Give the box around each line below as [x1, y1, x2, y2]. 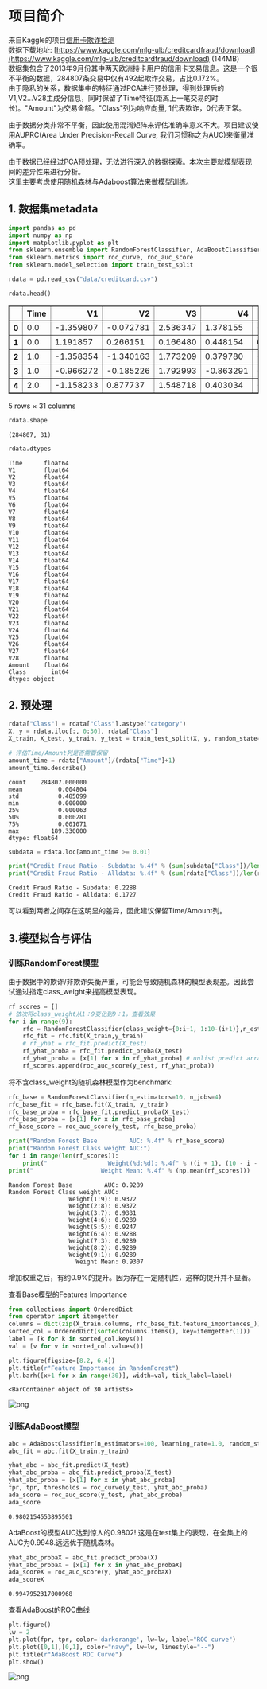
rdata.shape [8, 416, 48, 424]
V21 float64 [8, 605, 69, 613]
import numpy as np [8, 232, 73, 239]
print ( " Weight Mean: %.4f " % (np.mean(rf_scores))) [8, 1166, 250, 1174]
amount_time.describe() [8, 764, 87, 772]
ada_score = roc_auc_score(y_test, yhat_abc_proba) [8, 1491, 183, 1499]
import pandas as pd [8, 224, 77, 232]
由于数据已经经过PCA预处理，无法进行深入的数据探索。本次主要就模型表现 [8, 157, 253, 166]
